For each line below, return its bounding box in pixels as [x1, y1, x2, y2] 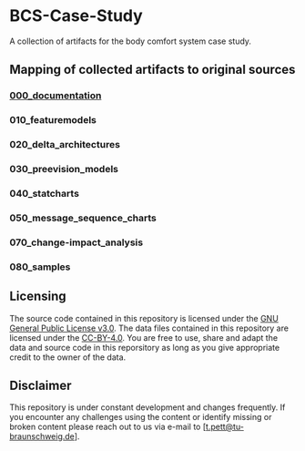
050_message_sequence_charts [9, 211, 158, 224]
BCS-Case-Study [9, 5, 143, 26]
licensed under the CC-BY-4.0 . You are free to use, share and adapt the [9, 332, 279, 343]
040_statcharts [9, 187, 80, 200]
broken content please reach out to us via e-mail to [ [9, 421, 207, 433]
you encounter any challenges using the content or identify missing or [9, 412, 272, 423]
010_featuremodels [9, 114, 97, 127]
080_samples [9, 261, 71, 273]
